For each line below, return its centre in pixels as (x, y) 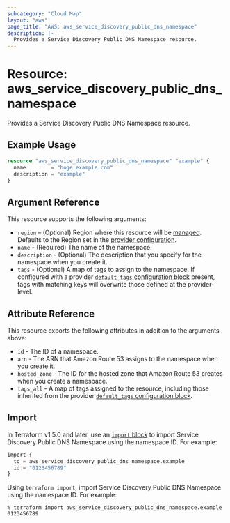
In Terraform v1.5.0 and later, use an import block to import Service (103, 434)
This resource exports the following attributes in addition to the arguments (114, 331)
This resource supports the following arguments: (77, 219)
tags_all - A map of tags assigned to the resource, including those (113, 388)
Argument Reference (54, 202)
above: (17, 338)
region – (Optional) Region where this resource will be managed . (109, 233)
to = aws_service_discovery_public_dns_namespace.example (99, 461)
